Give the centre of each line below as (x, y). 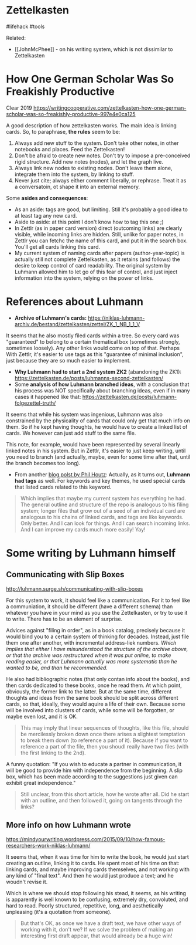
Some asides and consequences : (47, 198)
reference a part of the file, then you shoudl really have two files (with (104, 746)
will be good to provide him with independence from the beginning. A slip (94, 770)
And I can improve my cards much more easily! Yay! (83, 529)
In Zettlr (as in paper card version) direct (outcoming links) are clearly (98, 228)
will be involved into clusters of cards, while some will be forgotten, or (90, 710)
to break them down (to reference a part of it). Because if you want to (104, 740)
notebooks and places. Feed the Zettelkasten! (70, 149)
